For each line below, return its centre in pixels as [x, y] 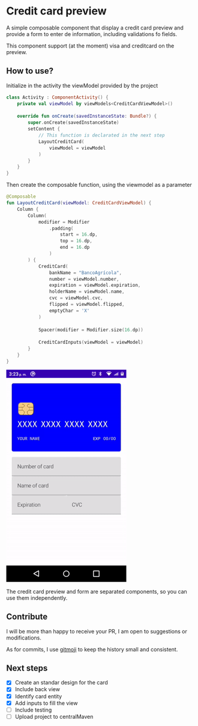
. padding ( [61, 228]
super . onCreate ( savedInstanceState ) [73, 123]
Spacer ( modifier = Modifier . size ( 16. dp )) [91, 330]
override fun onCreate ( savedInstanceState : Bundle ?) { [87, 116]
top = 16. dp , [76, 241]
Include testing [33, 710]
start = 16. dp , [79, 235]
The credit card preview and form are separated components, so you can [97, 591]
